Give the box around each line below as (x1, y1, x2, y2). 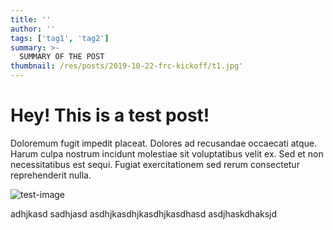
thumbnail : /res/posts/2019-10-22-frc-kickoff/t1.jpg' (10, 61, 244, 71)
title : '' (10, 14, 52, 25)
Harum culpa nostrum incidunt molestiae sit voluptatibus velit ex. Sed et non (10, 147, 324, 160)
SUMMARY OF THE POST (19, 52, 105, 62)
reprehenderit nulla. (10, 169, 92, 181)
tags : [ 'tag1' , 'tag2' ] (10, 33, 110, 43)
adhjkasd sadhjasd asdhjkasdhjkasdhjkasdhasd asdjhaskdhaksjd (10, 207, 278, 220)
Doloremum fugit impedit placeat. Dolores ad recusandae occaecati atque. (10, 137, 318, 149)
